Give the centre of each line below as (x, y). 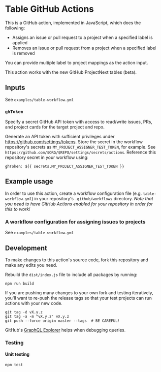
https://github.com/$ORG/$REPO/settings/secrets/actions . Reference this (80, 152)
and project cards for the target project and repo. (55, 127)
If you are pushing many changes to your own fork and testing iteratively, (79, 293)
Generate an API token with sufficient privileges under (60, 137)
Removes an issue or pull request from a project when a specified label (84, 48)
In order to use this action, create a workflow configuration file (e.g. (73, 193)
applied (20, 42)
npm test (14, 365)
